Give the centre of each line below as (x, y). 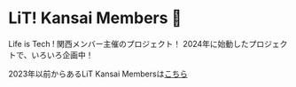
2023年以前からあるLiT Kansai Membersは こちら (98, 74)
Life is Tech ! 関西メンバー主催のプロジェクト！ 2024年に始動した (129, 43)
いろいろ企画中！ (62, 55)
